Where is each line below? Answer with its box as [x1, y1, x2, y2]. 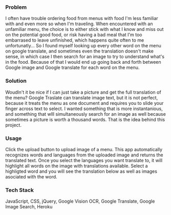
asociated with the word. [5, 173, 57, 180]
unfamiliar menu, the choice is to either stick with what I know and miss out [5, 26, 164, 32]
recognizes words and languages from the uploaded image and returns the [5, 152, 164, 158]
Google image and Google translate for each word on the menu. [5, 64, 140, 70]
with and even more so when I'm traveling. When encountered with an [5, 21, 153, 27]
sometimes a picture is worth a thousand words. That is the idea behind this [5, 116, 165, 122]
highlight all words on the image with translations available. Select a [5, 163, 148, 169]
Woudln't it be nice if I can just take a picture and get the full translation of [5, 89, 161, 95]
